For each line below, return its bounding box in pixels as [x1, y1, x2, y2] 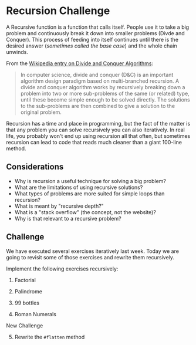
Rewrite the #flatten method [14, 333, 85, 340]
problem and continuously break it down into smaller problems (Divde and [6, 29, 185, 36]
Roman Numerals [14, 310, 57, 317]
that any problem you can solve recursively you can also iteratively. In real [6, 126, 185, 133]
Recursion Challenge [6, 4, 110, 18]
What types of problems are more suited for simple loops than [14, 190, 165, 197]
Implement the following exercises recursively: [6, 265, 119, 272]
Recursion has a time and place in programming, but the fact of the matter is [6, 120, 191, 127]
